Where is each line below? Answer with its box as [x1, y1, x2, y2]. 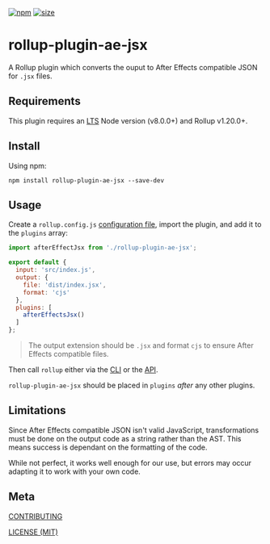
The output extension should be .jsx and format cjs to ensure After [27, 341, 254, 350]
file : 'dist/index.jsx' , [23, 281, 107, 289]
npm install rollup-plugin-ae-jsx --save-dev [8, 176, 164, 185]
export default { [8, 258, 67, 266]
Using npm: [8, 161, 47, 170]
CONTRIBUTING [8, 511, 63, 521]
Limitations [8, 404, 66, 417]
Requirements [8, 94, 81, 108]
